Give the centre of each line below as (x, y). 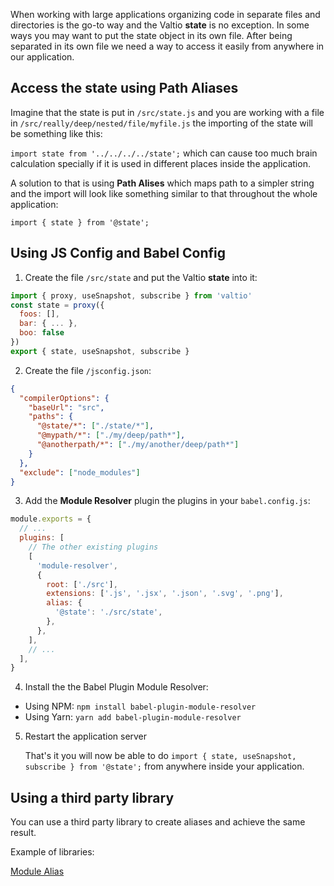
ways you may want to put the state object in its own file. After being (151, 35)
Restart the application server (86, 736)
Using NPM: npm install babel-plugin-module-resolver (140, 706)
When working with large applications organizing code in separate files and (165, 14)
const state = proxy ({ (57, 305)
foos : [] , (39, 314)
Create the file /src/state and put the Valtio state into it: (141, 277)
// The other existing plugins (93, 547)
